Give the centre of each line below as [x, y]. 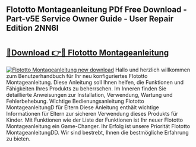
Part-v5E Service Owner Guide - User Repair [90, 19]
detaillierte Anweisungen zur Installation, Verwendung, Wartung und [90, 95]
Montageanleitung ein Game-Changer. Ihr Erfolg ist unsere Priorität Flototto [98, 126]
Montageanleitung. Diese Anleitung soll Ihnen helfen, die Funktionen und [95, 82]
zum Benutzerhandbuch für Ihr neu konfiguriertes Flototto [77, 76]
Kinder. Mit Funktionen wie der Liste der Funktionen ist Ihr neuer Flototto [95, 120]
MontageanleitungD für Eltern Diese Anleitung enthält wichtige [83, 107]
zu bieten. [18, 139]
